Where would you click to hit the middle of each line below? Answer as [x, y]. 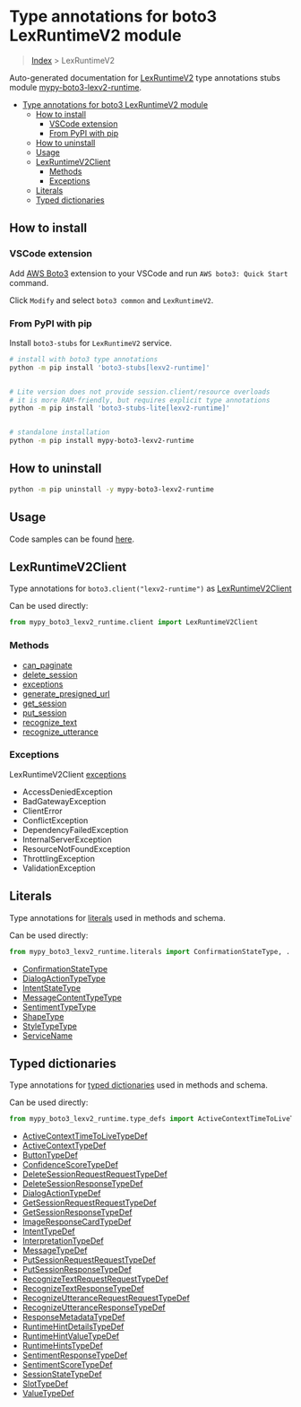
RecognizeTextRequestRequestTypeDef [95, 1279]
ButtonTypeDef [50, 1155]
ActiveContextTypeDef [64, 1146]
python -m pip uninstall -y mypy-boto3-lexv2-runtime [112, 489]
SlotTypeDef [45, 1384]
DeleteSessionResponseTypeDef [82, 1184]
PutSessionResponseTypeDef [77, 1270]
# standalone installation [60, 432]
